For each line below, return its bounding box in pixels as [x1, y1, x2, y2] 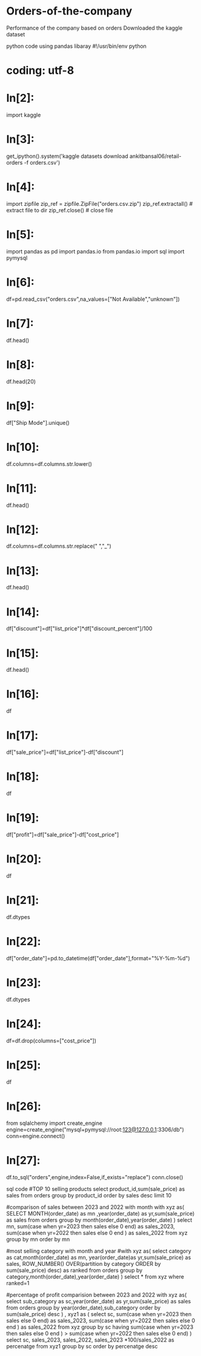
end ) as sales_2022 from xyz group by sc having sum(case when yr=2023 [6, 1323, 194, 1331]
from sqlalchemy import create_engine [6, 1119, 103, 1127]
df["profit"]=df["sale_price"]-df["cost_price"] [6, 831, 119, 838]
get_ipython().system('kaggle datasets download [6, 152, 128, 160]
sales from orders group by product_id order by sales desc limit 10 [6, 1191, 171, 1199]
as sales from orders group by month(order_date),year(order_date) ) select [6, 1216, 193, 1223]
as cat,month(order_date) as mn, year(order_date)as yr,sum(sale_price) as [6, 1254, 191, 1261]
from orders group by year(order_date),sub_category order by [6, 1304, 161, 1311]
